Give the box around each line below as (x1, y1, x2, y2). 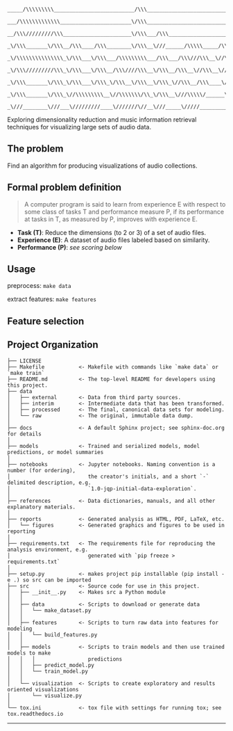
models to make (7, 650, 51, 657)
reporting (7, 528, 36, 535)
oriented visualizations (7, 686, 79, 693)
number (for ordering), (7, 467, 76, 474)
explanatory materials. (7, 504, 76, 511)
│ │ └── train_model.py (7, 668, 89, 675)
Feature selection (7, 315, 85, 327)
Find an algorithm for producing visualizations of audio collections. (7, 161, 198, 170)
